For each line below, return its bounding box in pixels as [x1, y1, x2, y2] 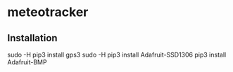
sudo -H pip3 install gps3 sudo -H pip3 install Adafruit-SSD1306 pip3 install [7, 50, 227, 59]
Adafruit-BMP [7, 58, 47, 66]
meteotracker [7, 4, 89, 20]
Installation [7, 32, 58, 44]
